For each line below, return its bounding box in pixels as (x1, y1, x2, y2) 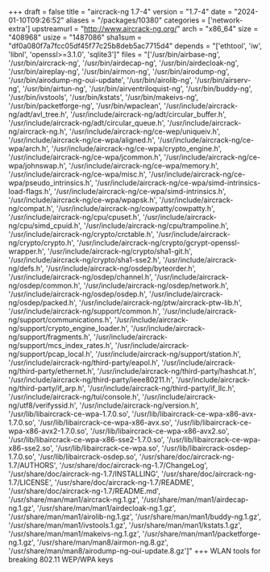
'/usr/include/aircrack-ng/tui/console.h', (8, 392, 141, 401)
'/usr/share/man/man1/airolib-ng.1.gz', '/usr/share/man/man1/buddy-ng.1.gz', (8, 512, 261, 521)
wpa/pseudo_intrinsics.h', (8, 178, 94, 188)
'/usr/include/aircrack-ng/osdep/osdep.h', (8, 289, 147, 299)
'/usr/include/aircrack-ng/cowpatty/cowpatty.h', (56, 204, 215, 213)
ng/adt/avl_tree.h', (8, 110, 69, 119)
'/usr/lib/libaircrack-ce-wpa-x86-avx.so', (37, 418, 173, 427)
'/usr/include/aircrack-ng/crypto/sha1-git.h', (47, 247, 193, 256)
